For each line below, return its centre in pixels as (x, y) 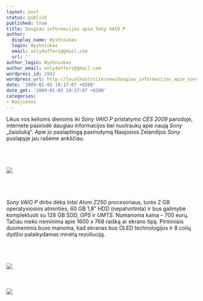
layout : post (23, 12)
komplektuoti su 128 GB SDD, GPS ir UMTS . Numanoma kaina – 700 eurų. (98, 215)
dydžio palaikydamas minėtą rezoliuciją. (56, 234)
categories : (21, 96)
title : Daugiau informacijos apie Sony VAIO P (66, 29)
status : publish (27, 18)
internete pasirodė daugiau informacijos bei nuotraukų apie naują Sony (94, 125)
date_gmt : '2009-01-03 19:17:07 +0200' (56, 91)
